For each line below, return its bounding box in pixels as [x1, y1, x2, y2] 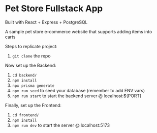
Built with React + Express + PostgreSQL [5, 19, 88, 25]
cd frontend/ [12, 112, 39, 118]
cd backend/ [12, 73, 37, 78]
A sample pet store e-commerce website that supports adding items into [5, 28, 152, 34]
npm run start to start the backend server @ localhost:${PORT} [12, 93, 142, 99]
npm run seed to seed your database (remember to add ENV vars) [12, 87, 145, 93]
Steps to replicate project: [5, 43, 58, 49]
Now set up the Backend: [5, 62, 57, 68]
